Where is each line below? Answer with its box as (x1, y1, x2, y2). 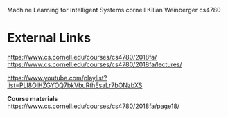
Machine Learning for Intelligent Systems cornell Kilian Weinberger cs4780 (7, 6, 221, 14)
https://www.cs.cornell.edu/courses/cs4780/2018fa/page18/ (7, 102, 180, 110)
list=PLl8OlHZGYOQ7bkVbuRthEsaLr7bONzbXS (7, 81, 143, 89)
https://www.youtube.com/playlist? (7, 73, 107, 82)
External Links (7, 30, 91, 46)
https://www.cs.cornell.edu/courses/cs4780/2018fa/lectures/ (7, 60, 182, 69)
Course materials (7, 94, 58, 102)
